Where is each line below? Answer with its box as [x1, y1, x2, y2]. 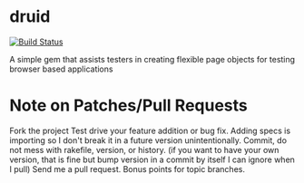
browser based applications [9, 63, 113, 74]
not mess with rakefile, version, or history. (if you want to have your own [9, 144, 279, 155]
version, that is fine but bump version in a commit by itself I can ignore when [9, 154, 295, 165]
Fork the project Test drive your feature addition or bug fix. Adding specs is [9, 125, 291, 136]
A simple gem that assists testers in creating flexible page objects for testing [9, 53, 296, 64]
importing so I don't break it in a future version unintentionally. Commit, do [9, 134, 288, 146]
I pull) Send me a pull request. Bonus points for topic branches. [9, 163, 245, 174]
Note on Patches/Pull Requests [9, 95, 248, 116]
